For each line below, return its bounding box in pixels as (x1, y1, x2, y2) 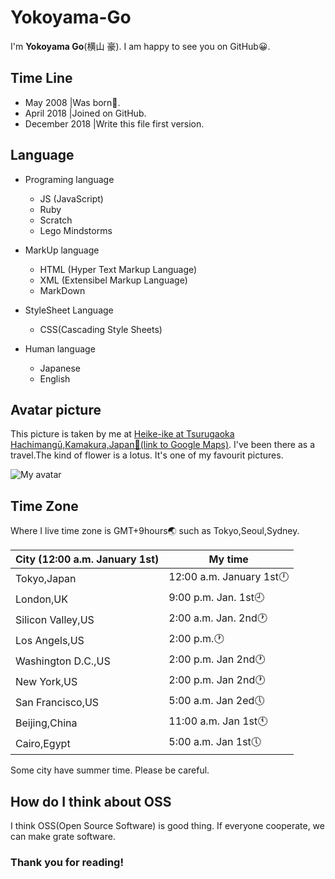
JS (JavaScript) (39, 192, 104, 205)
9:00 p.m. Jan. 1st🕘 (168, 591, 265, 605)
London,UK (15, 592, 68, 606)
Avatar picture (10, 401, 102, 418)
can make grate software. (10, 831, 116, 842)
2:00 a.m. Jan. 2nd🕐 (168, 611, 268, 625)
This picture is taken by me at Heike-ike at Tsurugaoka (10, 428, 235, 440)
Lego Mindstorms (39, 224, 113, 236)
